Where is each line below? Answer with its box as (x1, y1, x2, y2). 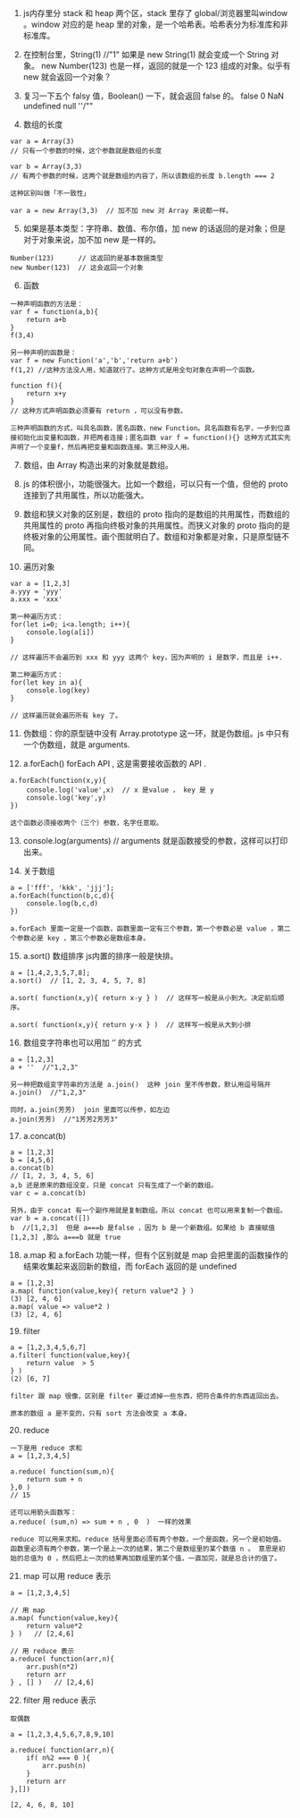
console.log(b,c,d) (26, 899, 99, 908)
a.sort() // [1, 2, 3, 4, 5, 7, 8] (10, 976, 146, 985)
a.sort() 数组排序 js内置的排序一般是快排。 (22, 951, 179, 961)
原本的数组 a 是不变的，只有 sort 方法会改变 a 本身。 (10, 1409, 191, 1418)
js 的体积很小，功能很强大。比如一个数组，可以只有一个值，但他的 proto (22, 479, 288, 489)
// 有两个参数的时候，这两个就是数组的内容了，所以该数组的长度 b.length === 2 (10, 172, 275, 181)
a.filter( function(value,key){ (10, 1351, 130, 1360)
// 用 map (10, 1606, 46, 1615)
